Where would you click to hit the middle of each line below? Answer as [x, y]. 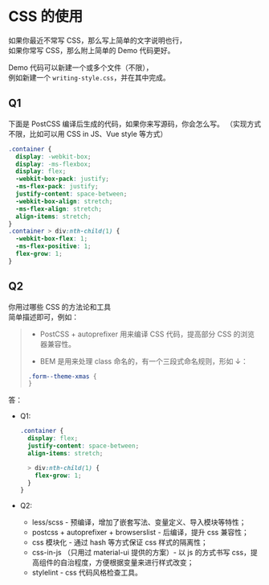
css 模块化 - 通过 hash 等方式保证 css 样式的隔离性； [120, 542]
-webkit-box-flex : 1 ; [52, 239]
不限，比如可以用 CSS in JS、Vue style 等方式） [88, 134]
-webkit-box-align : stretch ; [64, 201]
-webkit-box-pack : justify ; [63, 179]
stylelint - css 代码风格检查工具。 [87, 573]
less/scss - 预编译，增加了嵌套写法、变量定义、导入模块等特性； [139, 522]
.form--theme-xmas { [62, 376]
